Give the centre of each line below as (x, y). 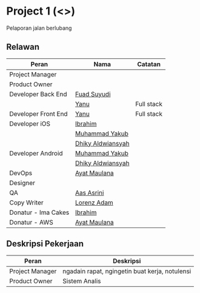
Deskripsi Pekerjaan (45, 244)
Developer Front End (38, 113)
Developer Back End (38, 94)
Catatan (149, 64)
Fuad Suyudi (93, 94)
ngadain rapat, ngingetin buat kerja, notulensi (127, 271)
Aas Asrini (89, 192)
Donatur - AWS (31, 222)
